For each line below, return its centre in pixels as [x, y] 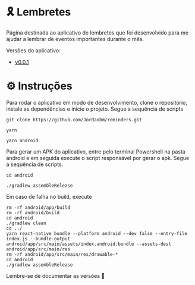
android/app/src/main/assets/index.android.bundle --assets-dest [89, 244]
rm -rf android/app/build [38, 207]
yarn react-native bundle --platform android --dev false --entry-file [97, 233]
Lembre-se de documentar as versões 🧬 [56, 275]
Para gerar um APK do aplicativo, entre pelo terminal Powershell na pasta [96, 151]
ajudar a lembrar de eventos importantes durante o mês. [75, 39]
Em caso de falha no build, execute [49, 196]
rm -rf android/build [33, 212]
